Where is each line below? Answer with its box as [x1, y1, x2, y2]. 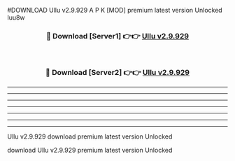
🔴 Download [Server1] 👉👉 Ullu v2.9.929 [45, 31, 190, 41]
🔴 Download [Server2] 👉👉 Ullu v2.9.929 [45, 68, 190, 78]
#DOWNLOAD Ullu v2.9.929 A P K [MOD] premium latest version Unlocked [7, 6, 222, 14]
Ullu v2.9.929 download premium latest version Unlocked [7, 132, 173, 141]
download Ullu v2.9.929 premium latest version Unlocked [7, 146, 173, 154]
